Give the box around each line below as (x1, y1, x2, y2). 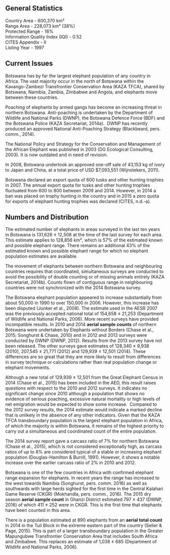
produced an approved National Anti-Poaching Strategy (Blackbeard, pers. (5, 125, 161, 131)
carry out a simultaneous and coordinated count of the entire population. (5, 428, 157, 434)
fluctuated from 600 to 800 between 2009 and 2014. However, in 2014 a (5, 187, 156, 193)
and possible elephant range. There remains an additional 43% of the (5, 242, 150, 249)
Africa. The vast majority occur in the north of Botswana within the (5, 78, 144, 84)
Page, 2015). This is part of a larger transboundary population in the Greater (5, 528, 163, 534)
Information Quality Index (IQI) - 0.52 (5, 33, 82, 40)
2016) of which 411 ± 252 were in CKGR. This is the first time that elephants (5, 502, 162, 508)
